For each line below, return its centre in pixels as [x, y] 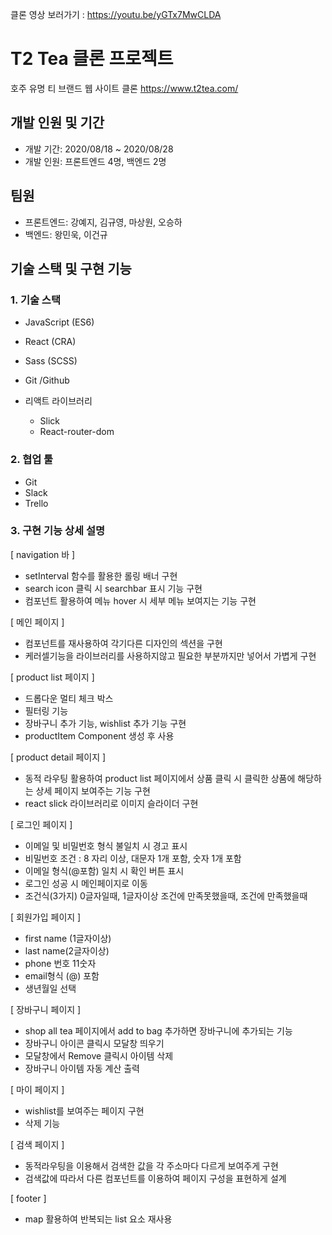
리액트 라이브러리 [58, 401]
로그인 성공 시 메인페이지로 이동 [86, 883]
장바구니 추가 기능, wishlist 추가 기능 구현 [105, 723]
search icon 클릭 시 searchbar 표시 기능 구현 [113, 588]
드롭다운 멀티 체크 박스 [69, 698]
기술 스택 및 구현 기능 [71, 268]
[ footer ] [28, 1198]
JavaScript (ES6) [59, 322]
